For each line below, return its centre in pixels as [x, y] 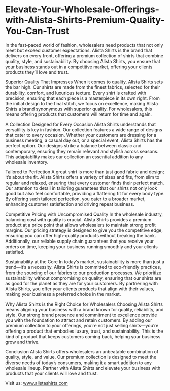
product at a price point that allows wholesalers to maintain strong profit [81, 225]
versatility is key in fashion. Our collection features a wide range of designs [84, 129]
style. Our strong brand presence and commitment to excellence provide [81, 315]
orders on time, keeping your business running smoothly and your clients [82, 246]
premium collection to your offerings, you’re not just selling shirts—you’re [82, 325]
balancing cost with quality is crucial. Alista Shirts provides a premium [78, 219]
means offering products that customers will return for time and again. [79, 114]
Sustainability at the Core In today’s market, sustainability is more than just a [85, 262]
